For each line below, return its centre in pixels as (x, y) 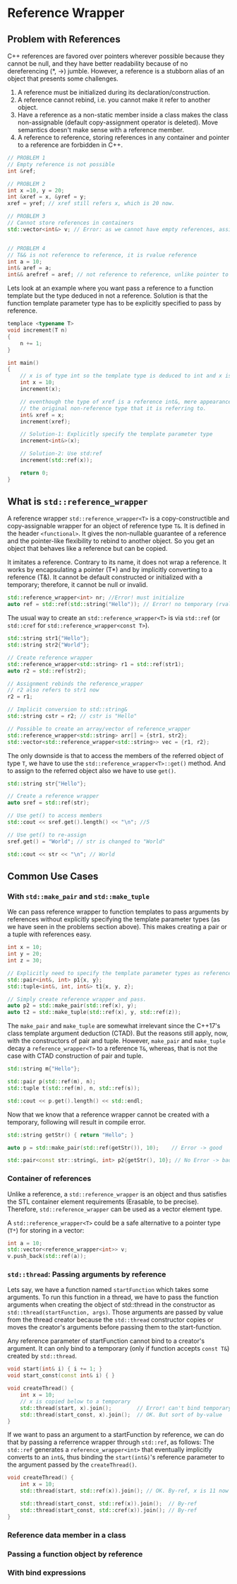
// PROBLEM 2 (26, 184)
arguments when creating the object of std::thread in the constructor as (111, 1305)
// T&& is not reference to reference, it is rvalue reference (102, 255)
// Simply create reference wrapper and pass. (77, 999)
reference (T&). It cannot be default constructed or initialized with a (105, 577)
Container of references (49, 1179)
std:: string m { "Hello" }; (44, 1069)
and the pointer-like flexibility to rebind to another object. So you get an (111, 541)
